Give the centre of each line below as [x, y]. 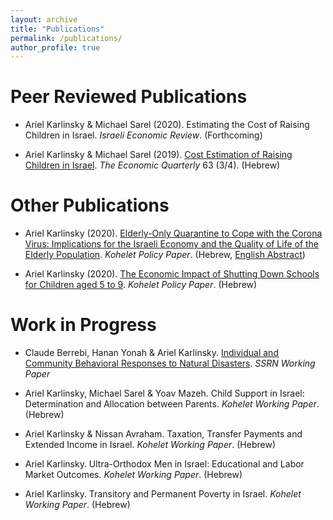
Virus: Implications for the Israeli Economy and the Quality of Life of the [172, 244]
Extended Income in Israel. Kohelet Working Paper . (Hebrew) [150, 445]
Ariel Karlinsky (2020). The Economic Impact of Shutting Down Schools [172, 274]
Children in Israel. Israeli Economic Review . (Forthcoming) [143, 135]
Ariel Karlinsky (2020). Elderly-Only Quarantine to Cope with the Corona [173, 233]
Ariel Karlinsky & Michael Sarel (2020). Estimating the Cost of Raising [167, 125]
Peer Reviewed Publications [129, 97]
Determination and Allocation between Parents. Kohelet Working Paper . [172, 404]
